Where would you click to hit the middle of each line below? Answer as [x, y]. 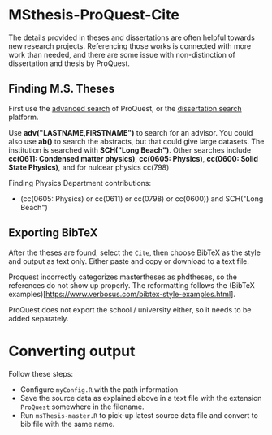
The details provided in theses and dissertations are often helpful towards [132, 37]
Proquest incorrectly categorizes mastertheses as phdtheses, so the [123, 277]
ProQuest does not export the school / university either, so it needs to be [130, 309]
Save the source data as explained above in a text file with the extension [141, 398]
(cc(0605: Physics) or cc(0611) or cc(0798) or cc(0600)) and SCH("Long [142, 198]
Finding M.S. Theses [62, 89]
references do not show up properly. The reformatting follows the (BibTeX [132, 285]
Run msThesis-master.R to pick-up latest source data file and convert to [139, 415]
